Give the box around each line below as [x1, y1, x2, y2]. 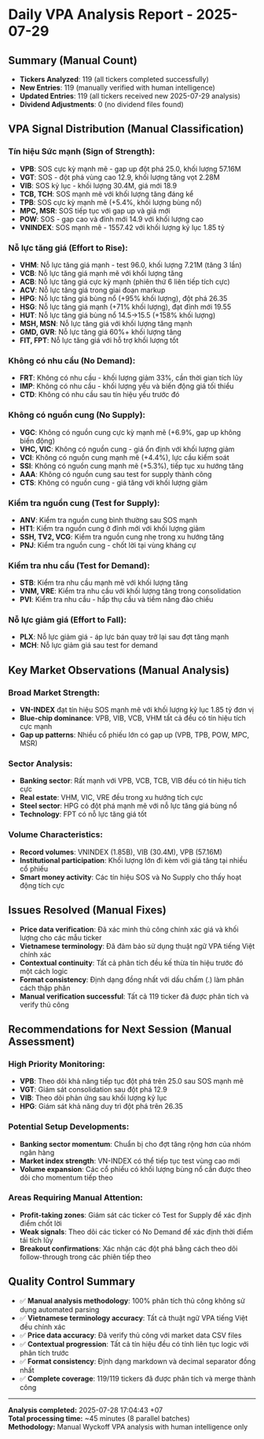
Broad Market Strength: [8, 687, 101, 698]
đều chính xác [19, 1322, 66, 1331]
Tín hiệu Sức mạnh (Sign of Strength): [8, 146, 156, 157]
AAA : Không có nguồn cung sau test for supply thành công [19, 469, 212, 478]
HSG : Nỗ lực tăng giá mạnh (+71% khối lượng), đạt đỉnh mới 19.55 [19, 302, 232, 311]
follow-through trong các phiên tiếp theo [19, 1251, 152, 1262]
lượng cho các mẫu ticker [19, 932, 102, 943]
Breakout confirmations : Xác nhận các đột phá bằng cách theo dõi [19, 1244, 238, 1253]
